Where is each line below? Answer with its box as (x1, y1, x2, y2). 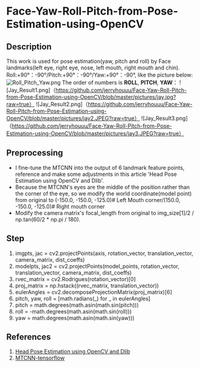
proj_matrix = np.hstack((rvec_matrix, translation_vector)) (15, 282, 159, 289)
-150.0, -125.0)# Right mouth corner (15, 203, 105, 210)
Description (6, 41, 52, 52)
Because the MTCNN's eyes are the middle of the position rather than (15, 183, 190, 190)
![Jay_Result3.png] (140, 114, 188, 122)
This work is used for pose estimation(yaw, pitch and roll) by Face (6, 58, 171, 65)
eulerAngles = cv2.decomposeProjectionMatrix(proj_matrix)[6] (15, 288, 172, 296)
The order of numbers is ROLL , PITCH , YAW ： (61, 79, 178, 86)
